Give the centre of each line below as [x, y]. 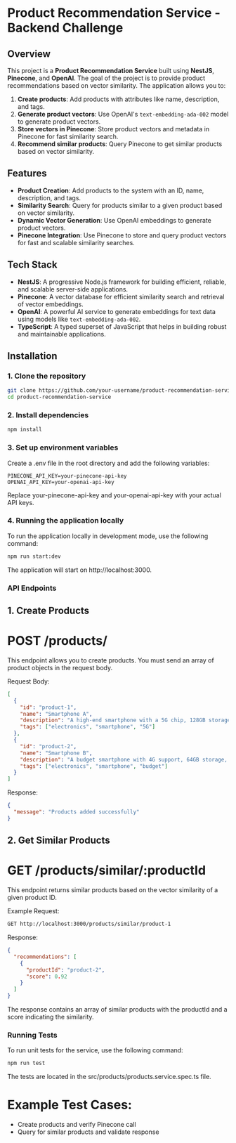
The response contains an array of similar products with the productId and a [117, 1010]
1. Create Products [48, 611]
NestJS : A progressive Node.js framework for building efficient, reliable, [122, 282]
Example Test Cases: [70, 1105]
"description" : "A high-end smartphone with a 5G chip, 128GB [113, 720]
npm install [25, 430]
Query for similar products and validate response [88, 1132]
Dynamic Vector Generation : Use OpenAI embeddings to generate [114, 220]
